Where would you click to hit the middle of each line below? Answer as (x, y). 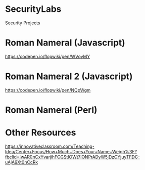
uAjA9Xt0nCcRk (22, 162)
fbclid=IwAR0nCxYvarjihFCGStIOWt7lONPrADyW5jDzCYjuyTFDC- (72, 157)
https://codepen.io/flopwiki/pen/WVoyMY (48, 56)
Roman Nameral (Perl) (51, 110)
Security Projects (23, 23)
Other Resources (41, 133)
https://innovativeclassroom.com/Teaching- (50, 146)
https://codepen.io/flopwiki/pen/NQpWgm (48, 90)
